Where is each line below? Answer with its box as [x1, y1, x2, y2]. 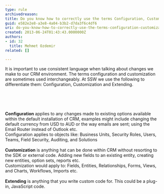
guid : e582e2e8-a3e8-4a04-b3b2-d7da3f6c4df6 [5, 21, 97, 26]
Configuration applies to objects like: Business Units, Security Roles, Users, [5, 131, 157, 137]
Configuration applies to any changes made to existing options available [5, 110, 151, 116]
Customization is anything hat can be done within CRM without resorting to [5, 147, 158, 153]
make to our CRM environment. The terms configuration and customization [5, 71, 156, 77]
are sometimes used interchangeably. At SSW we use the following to [5, 76, 145, 82]
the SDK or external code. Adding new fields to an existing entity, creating [5, 152, 154, 158]
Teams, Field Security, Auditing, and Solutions [5, 136, 98, 142]
